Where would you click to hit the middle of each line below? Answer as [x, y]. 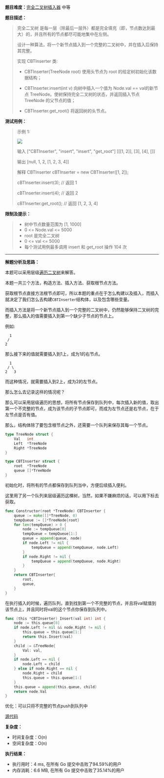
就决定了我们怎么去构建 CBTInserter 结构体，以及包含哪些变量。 [68, 299]
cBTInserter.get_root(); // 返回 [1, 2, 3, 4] [57, 203]
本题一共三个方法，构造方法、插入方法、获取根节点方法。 [63, 283]
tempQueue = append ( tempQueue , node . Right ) [76, 561]
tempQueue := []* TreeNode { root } [47, 520]
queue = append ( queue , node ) [52, 539]
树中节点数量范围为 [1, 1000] [53, 224]
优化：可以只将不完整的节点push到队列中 [46, 706]
